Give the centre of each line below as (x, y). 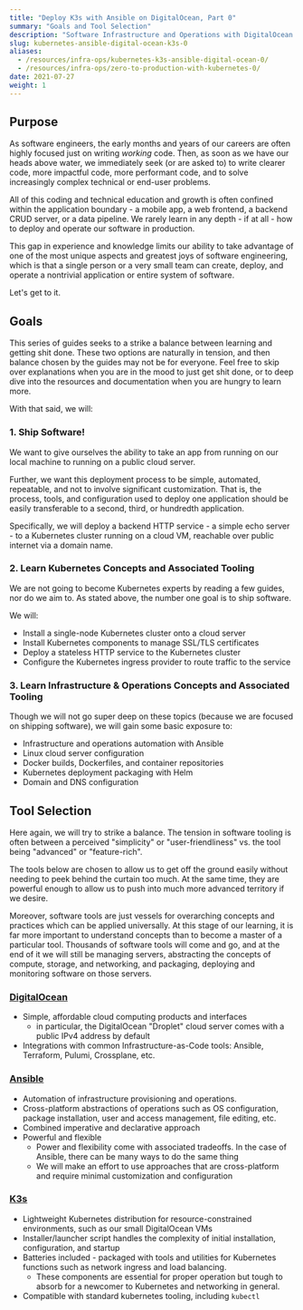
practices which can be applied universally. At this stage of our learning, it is (151, 925)
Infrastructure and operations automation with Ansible (123, 743)
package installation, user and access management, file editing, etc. (149, 1118)
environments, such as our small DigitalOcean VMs (117, 1228)
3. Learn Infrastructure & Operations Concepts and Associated (150, 685)
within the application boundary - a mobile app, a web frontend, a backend (148, 209)
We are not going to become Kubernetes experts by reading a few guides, (147, 588)
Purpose (34, 122)
